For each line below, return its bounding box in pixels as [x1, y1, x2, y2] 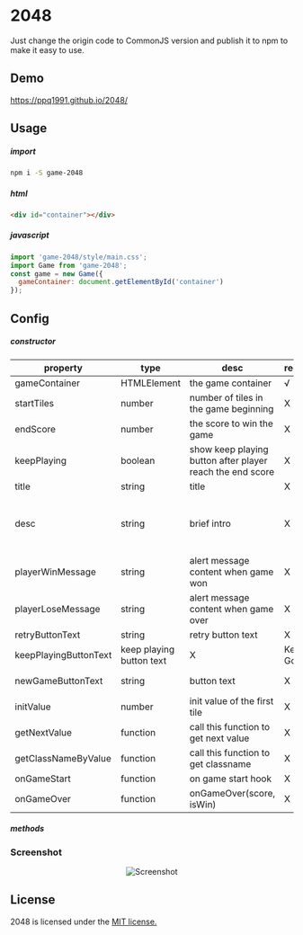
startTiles [14, 396, 55, 409]
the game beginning [189, 402, 274, 414]
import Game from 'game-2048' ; [10, 261, 128, 270]
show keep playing [189, 442, 269, 455]
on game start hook [189, 772, 272, 785]
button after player [189, 454, 268, 467]
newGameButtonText [14, 674, 103, 687]
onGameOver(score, [189, 787, 276, 799]
